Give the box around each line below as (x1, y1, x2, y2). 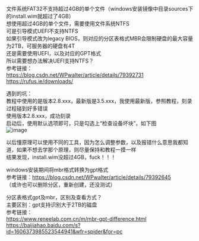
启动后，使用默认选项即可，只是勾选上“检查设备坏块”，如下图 (6, 120, 157, 127)
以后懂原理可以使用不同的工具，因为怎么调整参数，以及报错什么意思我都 (6, 139, 183, 146)
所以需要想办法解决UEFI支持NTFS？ (6, 57, 94, 64)
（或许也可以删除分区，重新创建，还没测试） (6, 181, 116, 188)
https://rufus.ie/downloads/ (6, 78, 73, 84)
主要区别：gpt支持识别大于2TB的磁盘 (6, 201, 97, 208)
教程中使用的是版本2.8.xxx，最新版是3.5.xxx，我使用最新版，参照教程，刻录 (6, 98, 192, 104)
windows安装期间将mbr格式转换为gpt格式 (6, 166, 109, 173)
